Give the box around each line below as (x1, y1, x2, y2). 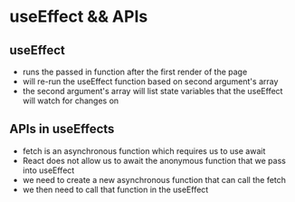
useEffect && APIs (9, 6, 148, 27)
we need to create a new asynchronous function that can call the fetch (22, 174, 287, 185)
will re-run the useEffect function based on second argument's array (22, 76, 279, 87)
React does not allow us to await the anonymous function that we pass (22, 155, 287, 166)
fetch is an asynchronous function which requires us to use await (22, 145, 266, 156)
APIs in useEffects (9, 121, 115, 137)
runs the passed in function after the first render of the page (22, 66, 248, 77)
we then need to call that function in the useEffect (22, 184, 209, 195)
